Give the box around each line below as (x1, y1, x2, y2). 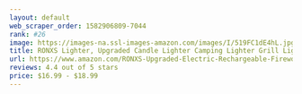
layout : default (9, 13, 70, 22)
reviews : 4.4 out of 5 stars (9, 64, 119, 73)
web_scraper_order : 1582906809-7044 (9, 21, 147, 30)
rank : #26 (9, 30, 47, 38)
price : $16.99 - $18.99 (9, 72, 99, 81)
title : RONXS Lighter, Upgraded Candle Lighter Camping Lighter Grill (9, 47, 280, 56)
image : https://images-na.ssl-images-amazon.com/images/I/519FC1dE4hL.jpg (9, 38, 296, 47)
